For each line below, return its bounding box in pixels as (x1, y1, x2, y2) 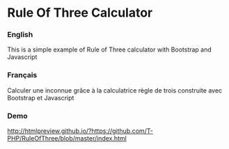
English (7, 30, 33, 40)
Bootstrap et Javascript (7, 93, 74, 102)
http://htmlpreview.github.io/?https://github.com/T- (7, 127, 153, 135)
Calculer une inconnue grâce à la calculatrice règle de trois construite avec (7, 86, 223, 95)
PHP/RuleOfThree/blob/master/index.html (7, 134, 127, 143)
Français (7, 70, 38, 80)
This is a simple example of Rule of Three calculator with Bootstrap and (7, 45, 212, 54)
